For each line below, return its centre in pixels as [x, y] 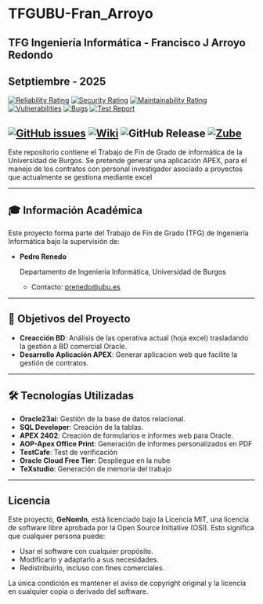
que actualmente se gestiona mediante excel [80, 177]
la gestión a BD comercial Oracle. [73, 346]
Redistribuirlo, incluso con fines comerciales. [92, 568]
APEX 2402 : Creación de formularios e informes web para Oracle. [126, 435]
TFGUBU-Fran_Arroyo [81, 14]
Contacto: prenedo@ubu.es [76, 287]
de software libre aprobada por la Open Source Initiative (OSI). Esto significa [131, 528]
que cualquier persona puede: [57, 536]
